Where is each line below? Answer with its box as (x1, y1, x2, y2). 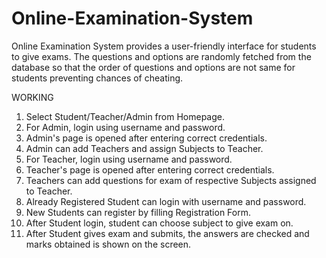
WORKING (11, 91, 54, 103)
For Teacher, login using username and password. (25, 153, 233, 165)
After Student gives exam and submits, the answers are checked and (25, 227, 310, 239)
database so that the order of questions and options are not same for (11, 61, 296, 73)
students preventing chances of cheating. (11, 72, 184, 84)
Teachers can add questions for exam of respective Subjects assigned (25, 174, 317, 186)
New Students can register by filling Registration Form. (25, 206, 252, 218)
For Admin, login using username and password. (25, 121, 226, 133)
